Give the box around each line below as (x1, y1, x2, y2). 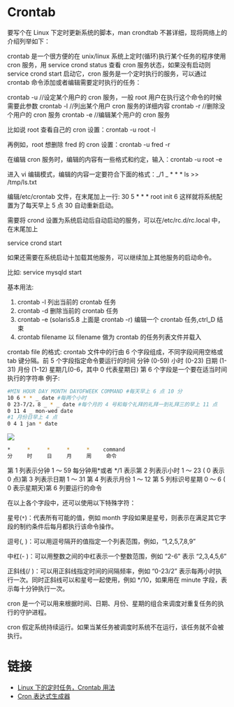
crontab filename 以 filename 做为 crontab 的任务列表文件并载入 (17, 332, 202, 341)
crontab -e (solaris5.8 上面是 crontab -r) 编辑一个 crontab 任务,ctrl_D (17, 315, 216, 323)
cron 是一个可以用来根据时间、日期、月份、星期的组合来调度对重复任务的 (7, 599, 218, 608)
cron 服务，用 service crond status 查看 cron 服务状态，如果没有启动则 (7, 60, 211, 69)
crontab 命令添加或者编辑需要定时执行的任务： (7, 78, 142, 86)
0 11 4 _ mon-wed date (7, 407, 73, 414)
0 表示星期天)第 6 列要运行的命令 (7, 484, 103, 492)
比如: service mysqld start (7, 267, 82, 276)
